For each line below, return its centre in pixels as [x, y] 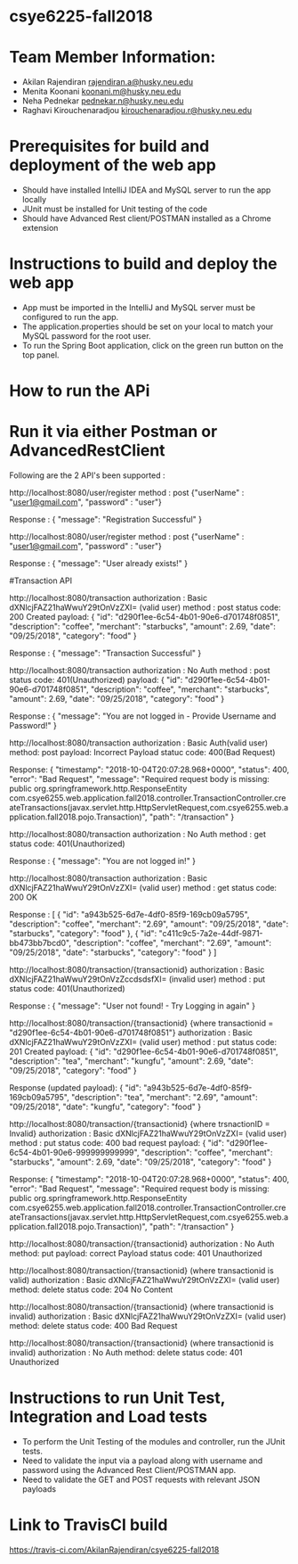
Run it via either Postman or [113, 432]
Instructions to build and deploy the [143, 264]
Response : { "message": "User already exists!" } [99, 564]
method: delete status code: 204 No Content [91, 1289]
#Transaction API [41, 580]
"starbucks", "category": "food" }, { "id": [83, 934]
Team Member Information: [113, 58]
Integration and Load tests [108, 1417]
